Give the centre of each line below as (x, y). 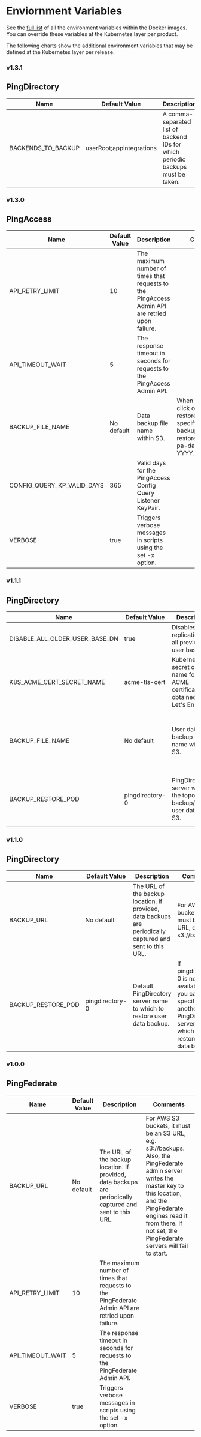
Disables (184, 628)
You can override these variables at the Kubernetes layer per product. (92, 34)
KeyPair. (148, 508)
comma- (181, 114)
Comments (169, 1104)
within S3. (151, 438)
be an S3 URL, (166, 1133)
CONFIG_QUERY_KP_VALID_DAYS (57, 486)
